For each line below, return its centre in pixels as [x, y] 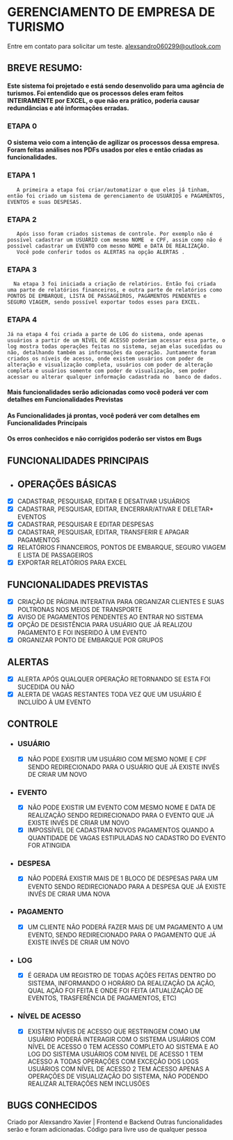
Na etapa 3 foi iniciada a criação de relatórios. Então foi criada [115, 284]
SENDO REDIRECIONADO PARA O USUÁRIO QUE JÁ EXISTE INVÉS [124, 767]
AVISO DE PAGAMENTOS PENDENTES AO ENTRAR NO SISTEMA [110, 617]
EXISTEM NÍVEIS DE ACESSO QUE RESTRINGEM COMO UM [114, 1031]
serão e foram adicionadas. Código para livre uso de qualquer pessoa [107, 1130]
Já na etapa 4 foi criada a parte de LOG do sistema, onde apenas [105, 334]
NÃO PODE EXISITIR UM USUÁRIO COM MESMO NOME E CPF [117, 759]
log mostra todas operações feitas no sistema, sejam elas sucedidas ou [115, 346]
